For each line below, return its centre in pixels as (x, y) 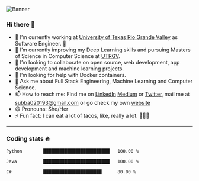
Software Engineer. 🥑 (40, 44)
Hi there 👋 (21, 24)
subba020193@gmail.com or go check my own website (83, 103)
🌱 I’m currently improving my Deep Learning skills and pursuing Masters (102, 50)
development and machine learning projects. (69, 69)
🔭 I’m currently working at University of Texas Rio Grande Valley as (96, 37)
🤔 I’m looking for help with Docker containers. (70, 75)
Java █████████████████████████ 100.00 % (73, 161)
